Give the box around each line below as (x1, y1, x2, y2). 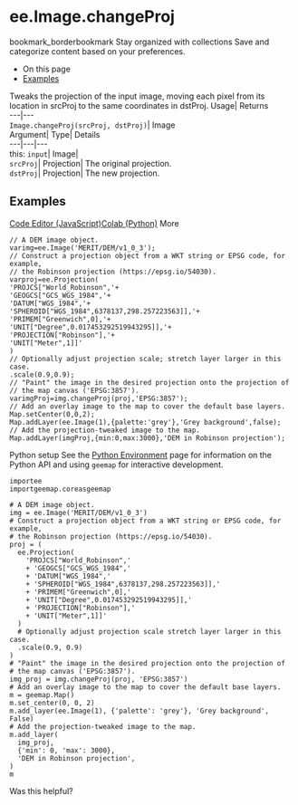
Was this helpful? (9, 785, 74, 796)
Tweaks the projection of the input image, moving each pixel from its (9, 91, 265, 101)
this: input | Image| (9, 148, 79, 159)
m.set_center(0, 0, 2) (9, 698, 95, 707)
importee (9, 476, 43, 485)
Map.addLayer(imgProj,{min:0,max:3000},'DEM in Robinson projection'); (9, 433, 285, 443)
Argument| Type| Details (9, 129, 101, 139)
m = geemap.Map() (9, 690, 75, 699)
